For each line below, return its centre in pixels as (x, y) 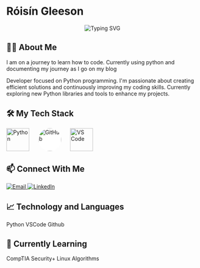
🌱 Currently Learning (47, 244)
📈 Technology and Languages (65, 207)
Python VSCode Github (35, 225)
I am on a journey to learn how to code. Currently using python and (91, 62)
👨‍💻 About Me (32, 47)
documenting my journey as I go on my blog (62, 69)
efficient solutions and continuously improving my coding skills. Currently (98, 87)
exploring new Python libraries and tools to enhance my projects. (88, 94)
